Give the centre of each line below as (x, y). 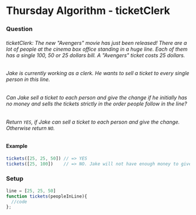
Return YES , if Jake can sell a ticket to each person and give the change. (93, 122)
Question (20, 29)
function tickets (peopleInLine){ (47, 196)
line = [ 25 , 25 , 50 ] (31, 191)
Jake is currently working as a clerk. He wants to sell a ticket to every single (98, 73)
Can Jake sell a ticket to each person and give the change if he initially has (97, 97)
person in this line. (28, 79)
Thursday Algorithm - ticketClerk (88, 11)
